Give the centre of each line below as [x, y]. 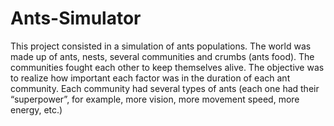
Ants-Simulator [76, 18]
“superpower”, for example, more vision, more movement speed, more [155, 99]
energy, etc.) [36, 109]
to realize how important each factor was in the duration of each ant [150, 78]
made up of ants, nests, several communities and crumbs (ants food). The [162, 56]
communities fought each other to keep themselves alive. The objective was [167, 67]
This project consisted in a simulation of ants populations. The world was [161, 46]
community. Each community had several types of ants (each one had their [165, 88]
